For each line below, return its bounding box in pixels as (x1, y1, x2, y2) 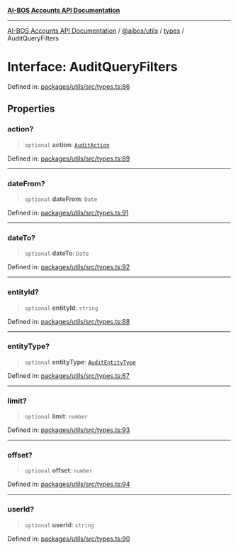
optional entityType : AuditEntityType (24, 357, 136, 366)
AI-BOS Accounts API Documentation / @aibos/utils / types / (7, 26, 184, 35)
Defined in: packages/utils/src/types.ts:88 (7, 317, 130, 325)
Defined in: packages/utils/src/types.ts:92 (7, 263, 130, 271)
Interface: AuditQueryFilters (7, 59, 178, 75)
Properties (7, 103, 55, 115)
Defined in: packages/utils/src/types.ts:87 (7, 371, 130, 379)
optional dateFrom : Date (24, 195, 98, 203)
